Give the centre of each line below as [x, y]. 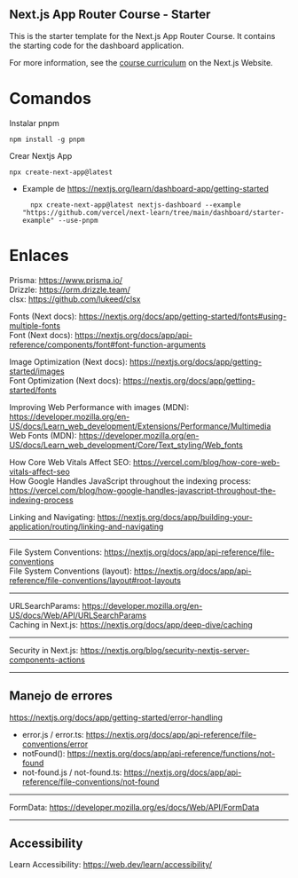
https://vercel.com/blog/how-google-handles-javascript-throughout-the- [143, 490]
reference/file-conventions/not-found [90, 781]
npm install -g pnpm [47, 139]
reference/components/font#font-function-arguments [108, 344]
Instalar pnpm [35, 123]
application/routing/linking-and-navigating [86, 526]
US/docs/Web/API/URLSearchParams [78, 615]
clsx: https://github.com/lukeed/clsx [75, 299]
